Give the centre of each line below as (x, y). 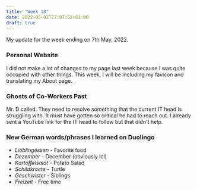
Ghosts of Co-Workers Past (47, 96)
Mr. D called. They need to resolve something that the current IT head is (94, 109)
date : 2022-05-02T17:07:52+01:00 (47, 17)
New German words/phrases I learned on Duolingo (80, 137)
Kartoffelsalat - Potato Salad (50, 163)
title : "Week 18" (28, 12)
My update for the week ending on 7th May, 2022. (67, 40)
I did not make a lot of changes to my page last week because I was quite (96, 68)
